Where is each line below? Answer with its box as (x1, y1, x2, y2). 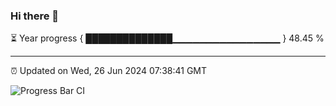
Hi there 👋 (10, 9, 60, 23)
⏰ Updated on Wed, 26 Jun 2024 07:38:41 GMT (10, 65, 208, 77)
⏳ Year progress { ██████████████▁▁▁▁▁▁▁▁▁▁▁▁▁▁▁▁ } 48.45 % (10, 32, 325, 44)
